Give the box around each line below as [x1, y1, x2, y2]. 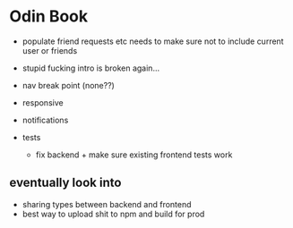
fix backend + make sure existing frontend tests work [35, 149, 233, 160]
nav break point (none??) [22, 80, 115, 90]
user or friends [22, 45, 78, 55]
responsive [22, 97, 65, 108]
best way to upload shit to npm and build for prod [22, 208, 205, 219]
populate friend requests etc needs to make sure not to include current [22, 36, 284, 46]
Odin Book [9, 6, 88, 27]
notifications [22, 114, 69, 125]
